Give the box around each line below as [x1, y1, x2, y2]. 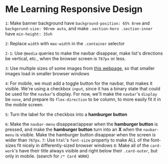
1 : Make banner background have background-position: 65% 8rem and [5, 20, 150, 26]
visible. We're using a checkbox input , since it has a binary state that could [5, 85, 160, 91]
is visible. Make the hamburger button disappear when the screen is [15, 131, 156, 137]
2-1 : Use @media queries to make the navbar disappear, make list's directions [5, 50, 163, 56]
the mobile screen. [5, 101, 44, 107]
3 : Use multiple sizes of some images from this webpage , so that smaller [5, 65, 155, 71]
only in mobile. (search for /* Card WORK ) [5, 153, 89, 159]
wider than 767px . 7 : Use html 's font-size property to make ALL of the [5, 137, 150, 143]
